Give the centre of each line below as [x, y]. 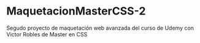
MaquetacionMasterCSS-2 [76, 11]
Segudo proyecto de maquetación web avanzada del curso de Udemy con [100, 28]
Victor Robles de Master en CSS [47, 34]
